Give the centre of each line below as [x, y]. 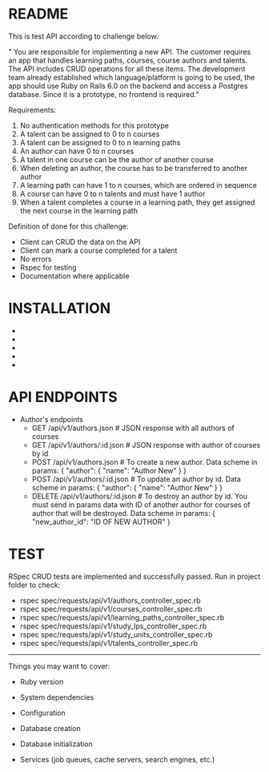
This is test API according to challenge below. [83, 36]
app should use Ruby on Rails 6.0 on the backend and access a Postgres [128, 86]
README [38, 14]
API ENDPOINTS [63, 397]
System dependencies [57, 697]
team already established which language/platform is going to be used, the [132, 77]
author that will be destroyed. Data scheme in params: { [124, 513]
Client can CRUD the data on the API [80, 242]
